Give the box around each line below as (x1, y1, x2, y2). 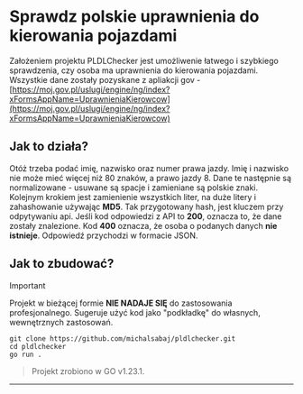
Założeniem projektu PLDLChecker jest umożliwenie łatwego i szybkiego (9, 55, 280, 66)
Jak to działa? (9, 139, 88, 154)
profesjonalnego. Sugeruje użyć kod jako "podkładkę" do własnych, (9, 307, 262, 317)
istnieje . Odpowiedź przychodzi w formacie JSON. (9, 230, 198, 241)
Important (9, 279, 46, 290)
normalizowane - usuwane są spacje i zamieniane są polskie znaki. (9, 182, 259, 193)
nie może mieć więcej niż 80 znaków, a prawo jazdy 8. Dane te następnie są (9, 172, 291, 183)
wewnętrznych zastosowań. (9, 316, 114, 327)
